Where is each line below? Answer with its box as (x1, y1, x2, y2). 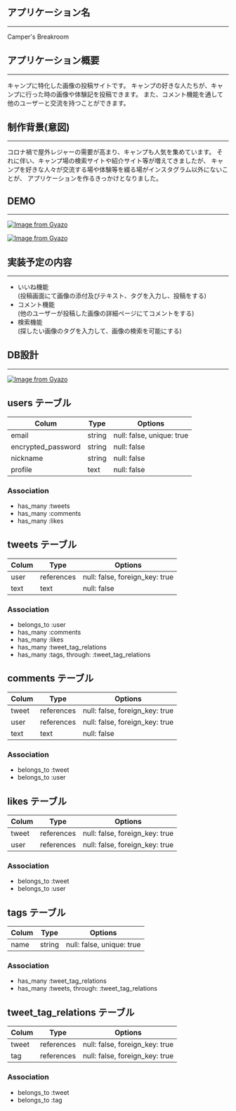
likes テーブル (7, 795, 67, 807)
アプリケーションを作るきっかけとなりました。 (27, 174, 163, 183)
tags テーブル (7, 906, 66, 918)
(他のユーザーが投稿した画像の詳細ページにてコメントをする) (17, 309, 195, 318)
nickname (11, 453, 44, 463)
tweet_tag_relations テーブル (7, 1006, 135, 1018)
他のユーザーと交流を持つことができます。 (7, 99, 130, 107)
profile (11, 464, 33, 474)
